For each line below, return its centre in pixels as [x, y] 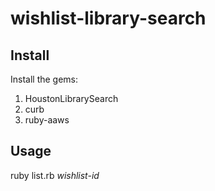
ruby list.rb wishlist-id [55, 175]
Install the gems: [44, 79]
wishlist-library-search [108, 18]
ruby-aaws [47, 120]
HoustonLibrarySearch [71, 98]
